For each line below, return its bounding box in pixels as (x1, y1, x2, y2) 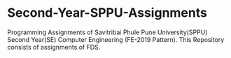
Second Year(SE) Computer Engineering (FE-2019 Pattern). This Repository (7, 35, 225, 43)
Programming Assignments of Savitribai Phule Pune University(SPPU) (7, 28, 208, 36)
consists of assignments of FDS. (7, 43, 101, 51)
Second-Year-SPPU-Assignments (7, 5, 208, 21)
